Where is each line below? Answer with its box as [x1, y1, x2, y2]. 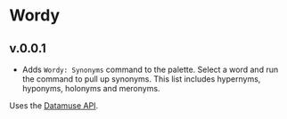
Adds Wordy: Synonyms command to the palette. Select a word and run [21, 64, 279, 75]
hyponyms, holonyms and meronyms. [21, 83, 160, 93]
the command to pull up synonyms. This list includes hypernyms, [21, 74, 261, 84]
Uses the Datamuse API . [9, 100, 99, 111]
